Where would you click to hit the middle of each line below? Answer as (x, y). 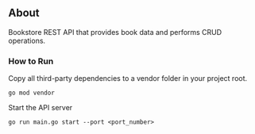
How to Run (31, 61)
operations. (27, 40)
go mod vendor (32, 93)
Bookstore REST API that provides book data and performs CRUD (115, 32)
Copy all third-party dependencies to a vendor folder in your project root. (128, 78)
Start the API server (41, 108)
